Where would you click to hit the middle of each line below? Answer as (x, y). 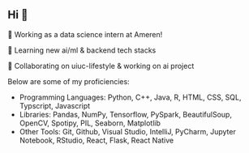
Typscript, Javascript (55, 105)
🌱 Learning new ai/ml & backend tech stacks (82, 50)
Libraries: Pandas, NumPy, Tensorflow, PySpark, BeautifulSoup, (126, 114)
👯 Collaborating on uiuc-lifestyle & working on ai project (101, 66)
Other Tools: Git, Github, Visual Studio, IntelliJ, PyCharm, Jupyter (127, 131)
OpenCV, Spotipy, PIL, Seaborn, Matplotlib (90, 123)
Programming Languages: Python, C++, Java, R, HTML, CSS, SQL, (130, 97)
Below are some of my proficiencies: (69, 81)
